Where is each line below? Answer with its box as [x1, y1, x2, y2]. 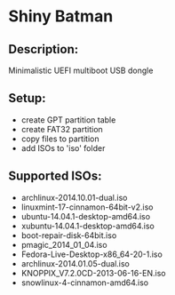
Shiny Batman [8, 6, 114, 27]
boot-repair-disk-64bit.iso [20, 229, 117, 241]
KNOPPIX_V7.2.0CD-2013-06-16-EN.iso [20, 267, 166, 278]
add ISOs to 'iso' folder [20, 142, 106, 153]
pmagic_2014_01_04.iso [20, 239, 107, 250]
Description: [8, 42, 79, 57]
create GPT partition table [20, 114, 116, 125]
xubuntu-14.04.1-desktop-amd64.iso [20, 220, 155, 231]
